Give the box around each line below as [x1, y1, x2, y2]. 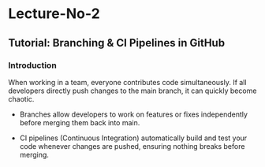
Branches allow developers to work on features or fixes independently [19, 109, 248, 119]
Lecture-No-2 [8, 5, 100, 23]
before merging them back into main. [19, 117, 140, 127]
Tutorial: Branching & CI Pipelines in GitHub [8, 36, 226, 50]
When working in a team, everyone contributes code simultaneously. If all [8, 77, 247, 87]
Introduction [8, 60, 57, 71]
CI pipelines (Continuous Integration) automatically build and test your [19, 133, 248, 143]
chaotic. [8, 94, 35, 103]
